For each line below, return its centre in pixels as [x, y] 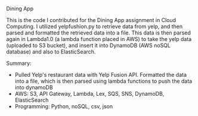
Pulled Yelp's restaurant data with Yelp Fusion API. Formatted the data [100, 75]
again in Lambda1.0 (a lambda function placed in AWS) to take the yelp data [99, 39]
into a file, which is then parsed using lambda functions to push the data [103, 81]
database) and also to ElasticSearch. [51, 52]
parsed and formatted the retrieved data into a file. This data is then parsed [98, 33]
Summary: [19, 63]
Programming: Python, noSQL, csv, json [64, 106]
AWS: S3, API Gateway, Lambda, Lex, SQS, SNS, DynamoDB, [89, 94]
